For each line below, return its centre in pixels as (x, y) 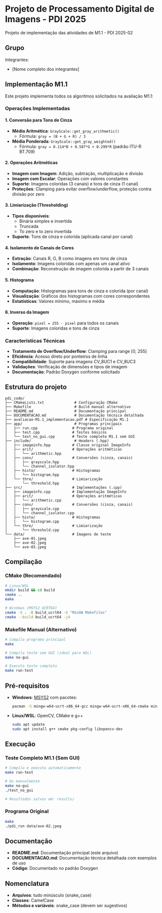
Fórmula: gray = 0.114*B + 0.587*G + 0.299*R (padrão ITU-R (80, 146)
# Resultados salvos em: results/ (40, 799)
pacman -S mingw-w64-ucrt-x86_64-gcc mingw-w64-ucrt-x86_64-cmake (80, 706)
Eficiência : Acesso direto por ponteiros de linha (59, 356)
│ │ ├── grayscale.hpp (32, 462)
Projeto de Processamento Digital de (80, 9)
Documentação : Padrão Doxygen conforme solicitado (66, 372)
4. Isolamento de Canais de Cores (39, 248)
